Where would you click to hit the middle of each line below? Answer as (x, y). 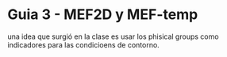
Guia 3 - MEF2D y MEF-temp (103, 15)
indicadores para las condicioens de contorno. (83, 44)
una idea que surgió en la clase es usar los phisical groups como (113, 36)
